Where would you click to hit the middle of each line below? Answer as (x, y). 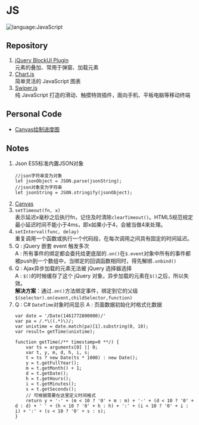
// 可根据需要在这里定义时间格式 (61, 396)
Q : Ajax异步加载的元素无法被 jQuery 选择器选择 (73, 268)
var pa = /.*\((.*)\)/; (44, 321)
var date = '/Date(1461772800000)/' (60, 316)
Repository (27, 46)
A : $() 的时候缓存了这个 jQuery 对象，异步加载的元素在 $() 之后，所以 (99, 276)
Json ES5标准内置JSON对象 (49, 163)
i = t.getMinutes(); (51, 384)
